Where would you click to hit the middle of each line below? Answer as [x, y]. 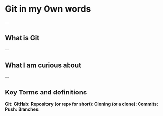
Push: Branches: [23, 109]
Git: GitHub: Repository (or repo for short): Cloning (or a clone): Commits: [81, 104]
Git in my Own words [48, 9]
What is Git [22, 38]
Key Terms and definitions [46, 92]
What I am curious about [43, 65]
